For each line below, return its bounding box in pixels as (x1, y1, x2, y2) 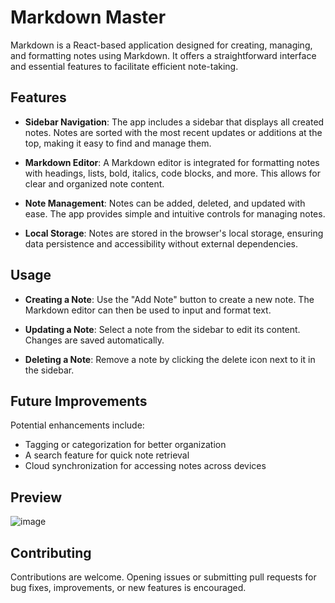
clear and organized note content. (24, 177, 165, 190)
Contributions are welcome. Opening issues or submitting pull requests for (10, 571, 317, 583)
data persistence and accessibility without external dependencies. (24, 237, 298, 250)
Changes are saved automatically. (24, 334, 165, 346)
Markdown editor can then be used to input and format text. (24, 304, 272, 316)
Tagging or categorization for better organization (24, 439, 227, 451)
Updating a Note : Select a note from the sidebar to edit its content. (24, 323, 301, 335)
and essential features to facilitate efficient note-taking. (10, 60, 239, 72)
